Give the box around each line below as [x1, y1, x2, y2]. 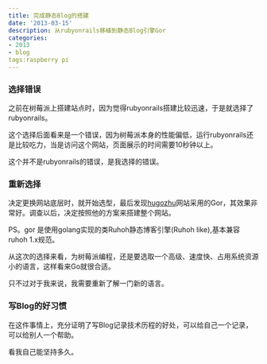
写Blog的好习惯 [8, 300, 68, 312]
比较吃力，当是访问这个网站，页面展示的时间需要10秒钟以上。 [14, 140, 218, 149]
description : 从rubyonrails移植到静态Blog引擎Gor [8, 26, 167, 34]
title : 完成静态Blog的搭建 [8, 11, 89, 20]
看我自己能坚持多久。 [8, 347, 78, 356]
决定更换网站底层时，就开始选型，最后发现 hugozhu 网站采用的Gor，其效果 [8, 198, 251, 207]
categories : [8, 33, 48, 42]
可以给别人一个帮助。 [8, 330, 78, 339]
